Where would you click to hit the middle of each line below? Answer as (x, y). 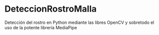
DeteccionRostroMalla (51, 9)
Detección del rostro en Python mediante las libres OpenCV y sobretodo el (79, 22)
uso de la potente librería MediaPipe (41, 27)
